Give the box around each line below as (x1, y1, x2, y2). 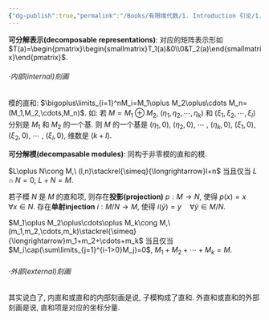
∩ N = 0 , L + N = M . (8, 176, 74, 185)
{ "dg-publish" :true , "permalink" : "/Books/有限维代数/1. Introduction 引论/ (8, 11, 255, 20)
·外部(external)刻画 (8, 266, 71, 276)
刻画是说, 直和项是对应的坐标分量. (8, 302, 120, 313)
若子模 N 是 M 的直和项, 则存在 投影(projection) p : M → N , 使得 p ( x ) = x (8, 192, 247, 201)
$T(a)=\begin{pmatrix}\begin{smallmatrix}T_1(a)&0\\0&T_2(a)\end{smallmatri (8, 43, 262, 53)
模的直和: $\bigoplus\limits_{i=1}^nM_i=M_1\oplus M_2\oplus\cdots (8, 98, 227, 107)
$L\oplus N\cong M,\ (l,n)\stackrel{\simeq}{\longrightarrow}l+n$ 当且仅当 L (8, 166, 257, 176)
